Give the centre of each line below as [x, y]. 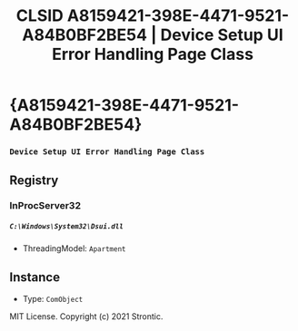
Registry [34, 180]
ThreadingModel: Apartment [74, 248]
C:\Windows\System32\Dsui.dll [67, 227]
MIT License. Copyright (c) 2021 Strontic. [86, 316]
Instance [35, 277]
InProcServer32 [45, 206]
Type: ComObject [53, 299]
